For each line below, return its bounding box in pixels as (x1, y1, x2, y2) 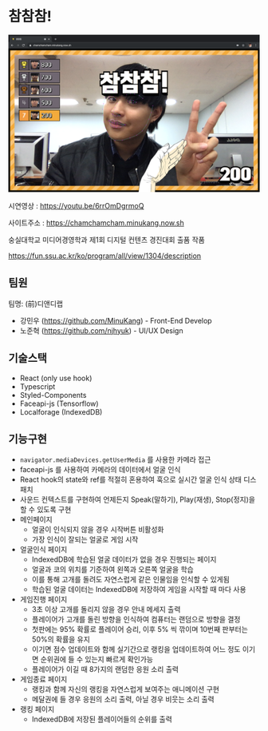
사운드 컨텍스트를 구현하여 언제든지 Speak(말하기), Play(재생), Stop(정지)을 (19, 495, 255, 504)
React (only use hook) (19, 373, 93, 383)
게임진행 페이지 (19, 594, 68, 604)
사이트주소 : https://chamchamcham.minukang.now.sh (8, 217, 185, 228)
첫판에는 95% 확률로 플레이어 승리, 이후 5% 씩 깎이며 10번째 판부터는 (31, 625, 249, 634)
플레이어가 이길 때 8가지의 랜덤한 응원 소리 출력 (31, 665, 179, 674)
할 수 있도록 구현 (19, 505, 72, 514)
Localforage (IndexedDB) (19, 407, 103, 416)
